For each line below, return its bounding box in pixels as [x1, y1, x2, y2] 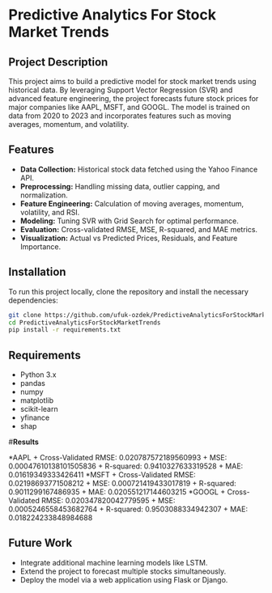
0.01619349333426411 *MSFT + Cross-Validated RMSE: [8, 470, 196, 480]
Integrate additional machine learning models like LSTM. [19, 557, 208, 567]
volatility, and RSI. [19, 207, 80, 217]
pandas [19, 379, 46, 388]
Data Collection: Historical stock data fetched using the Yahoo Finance [19, 164, 258, 174]
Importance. [19, 241, 62, 252]
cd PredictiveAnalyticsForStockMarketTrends [8, 318, 161, 327]
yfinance [19, 413, 50, 422]
